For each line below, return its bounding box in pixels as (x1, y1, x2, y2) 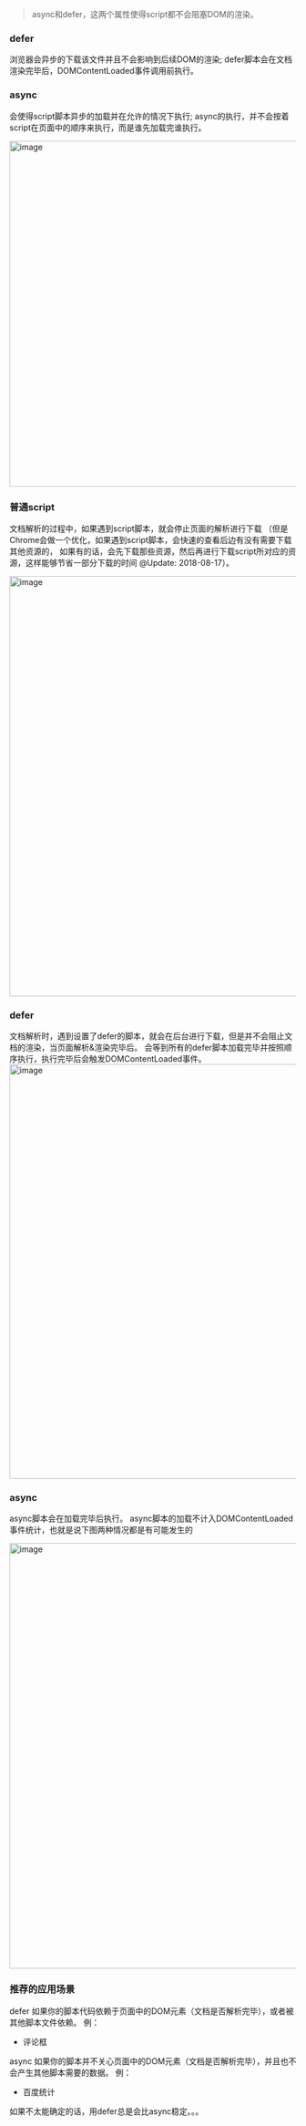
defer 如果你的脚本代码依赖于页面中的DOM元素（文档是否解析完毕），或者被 (9, 2005, 294, 2017)
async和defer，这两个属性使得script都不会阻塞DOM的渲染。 (31, 9, 259, 19)
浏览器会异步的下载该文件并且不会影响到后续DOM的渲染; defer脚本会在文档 (9, 54, 293, 65)
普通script (9, 500, 55, 513)
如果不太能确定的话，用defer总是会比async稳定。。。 (9, 2105, 204, 2117)
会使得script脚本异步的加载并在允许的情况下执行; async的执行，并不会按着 (9, 110, 290, 121)
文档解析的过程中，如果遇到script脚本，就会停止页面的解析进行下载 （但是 (9, 523, 289, 534)
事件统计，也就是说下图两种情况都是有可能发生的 (9, 1525, 193, 1535)
